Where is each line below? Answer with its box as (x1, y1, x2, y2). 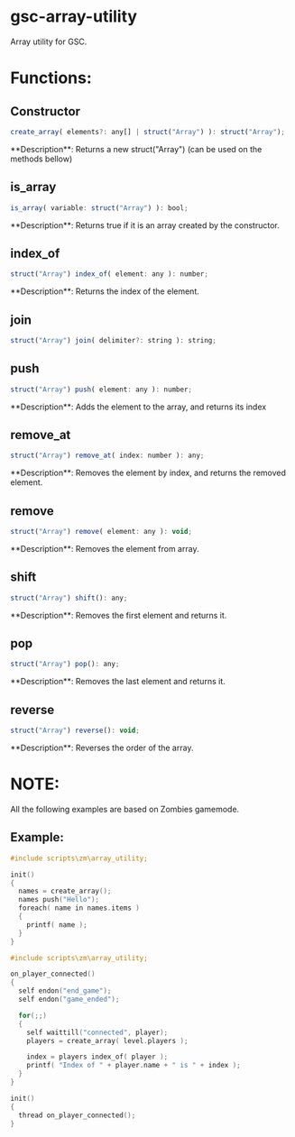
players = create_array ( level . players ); (26, 1036, 189, 1045)
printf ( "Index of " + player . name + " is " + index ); (26, 1061, 242, 1070)
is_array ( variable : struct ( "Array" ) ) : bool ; (10, 203, 189, 213)
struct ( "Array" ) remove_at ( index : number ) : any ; (10, 451, 205, 461)
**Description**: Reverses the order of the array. (10, 742, 194, 753)
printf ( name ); (26, 920, 88, 930)
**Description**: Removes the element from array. (10, 543, 199, 554)
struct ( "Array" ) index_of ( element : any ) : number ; (10, 270, 208, 279)
